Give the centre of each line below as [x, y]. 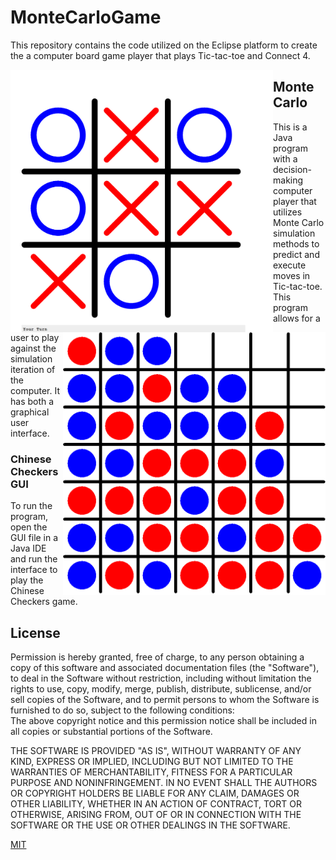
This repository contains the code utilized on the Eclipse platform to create [164, 45]
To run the [31, 506]
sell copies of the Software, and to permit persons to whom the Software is [165, 700]
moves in [292, 275]
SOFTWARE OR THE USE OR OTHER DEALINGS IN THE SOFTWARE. [150, 825]
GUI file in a [34, 538]
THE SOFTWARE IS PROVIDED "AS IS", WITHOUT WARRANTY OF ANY [156, 751]
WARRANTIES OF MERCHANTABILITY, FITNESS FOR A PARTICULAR [151, 772]
